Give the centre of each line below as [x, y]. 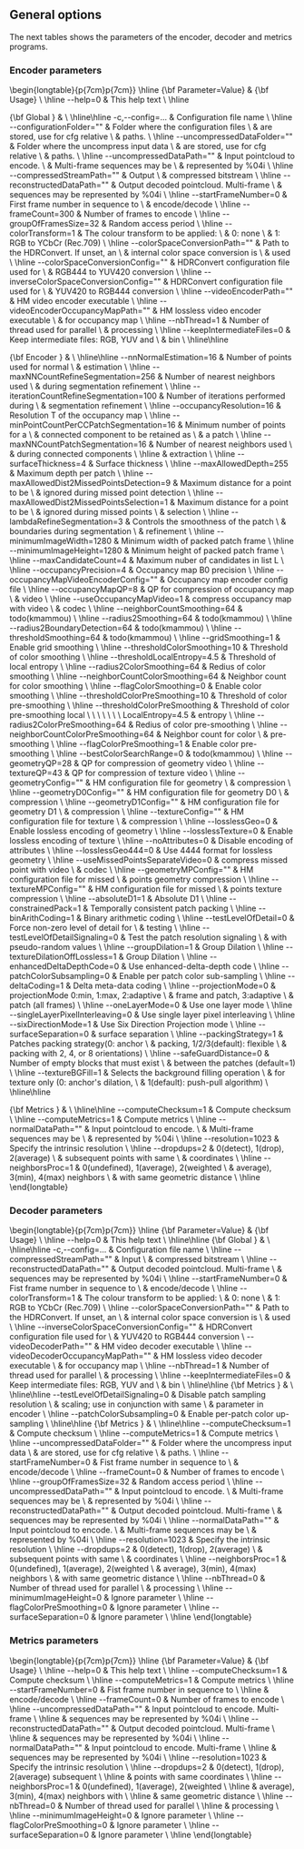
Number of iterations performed [226, 396]
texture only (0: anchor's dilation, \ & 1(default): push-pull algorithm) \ [139, 1083]
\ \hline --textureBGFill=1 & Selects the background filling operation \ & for [147, 1073]
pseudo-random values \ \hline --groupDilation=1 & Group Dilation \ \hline [147, 947]
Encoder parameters [56, 70]
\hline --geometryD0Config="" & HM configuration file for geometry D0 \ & [149, 793]
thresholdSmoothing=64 [55, 638]
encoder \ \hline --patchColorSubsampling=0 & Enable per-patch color [142, 1414]
